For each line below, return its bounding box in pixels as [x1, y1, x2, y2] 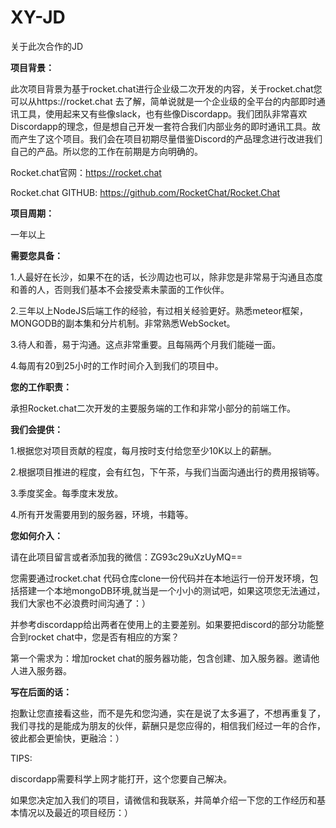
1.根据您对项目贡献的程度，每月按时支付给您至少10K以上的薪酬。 [10, 444, 277, 456]
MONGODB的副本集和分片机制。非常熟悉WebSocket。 [10, 317, 236, 329]
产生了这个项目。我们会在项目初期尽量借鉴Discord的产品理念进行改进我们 [18, 132, 323, 145]
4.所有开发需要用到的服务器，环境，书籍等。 [10, 508, 194, 520]
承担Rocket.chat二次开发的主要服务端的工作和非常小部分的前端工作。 [10, 402, 297, 414]
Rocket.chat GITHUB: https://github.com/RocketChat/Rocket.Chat [10, 186, 281, 198]
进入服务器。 [18, 664, 72, 676]
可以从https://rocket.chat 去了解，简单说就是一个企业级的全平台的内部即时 [10, 95, 317, 107]
